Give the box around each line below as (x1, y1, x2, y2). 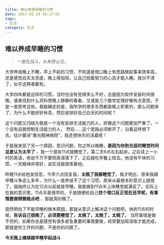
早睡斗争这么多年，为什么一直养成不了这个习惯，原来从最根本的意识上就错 (5, 177, 155, 183)
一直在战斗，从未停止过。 (17, 58, 69, 64)
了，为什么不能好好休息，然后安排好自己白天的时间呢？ (5, 109, 116, 115)
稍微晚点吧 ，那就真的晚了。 (18, 196, 75, 202)
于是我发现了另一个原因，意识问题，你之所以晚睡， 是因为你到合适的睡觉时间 (5, 143, 159, 148)
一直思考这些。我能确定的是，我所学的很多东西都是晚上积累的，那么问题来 (9, 103, 159, 109)
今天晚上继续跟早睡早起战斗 (5, 235, 61, 241)
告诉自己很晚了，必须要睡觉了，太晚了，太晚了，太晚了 (14, 212, 125, 218)
